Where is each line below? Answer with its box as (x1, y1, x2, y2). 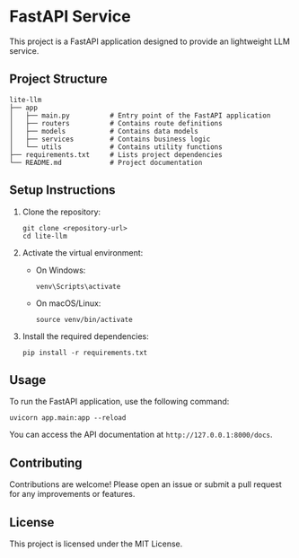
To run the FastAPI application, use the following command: (9, 397, 230, 407)
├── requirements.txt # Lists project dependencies (9, 150, 223, 159)
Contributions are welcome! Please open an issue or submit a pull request (9, 479, 283, 490)
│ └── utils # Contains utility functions (9, 142, 223, 152)
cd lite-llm (22, 231, 67, 240)
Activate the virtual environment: (22, 247, 144, 257)
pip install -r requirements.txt (22, 348, 148, 357)
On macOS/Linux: (35, 298, 101, 309)
